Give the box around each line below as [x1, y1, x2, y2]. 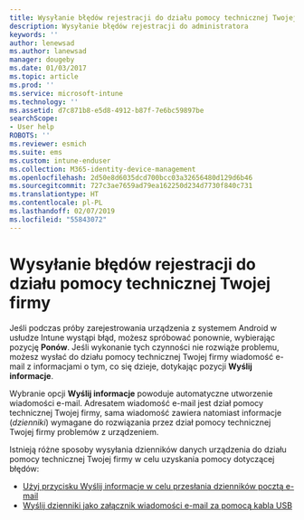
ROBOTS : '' [9, 131, 51, 140]
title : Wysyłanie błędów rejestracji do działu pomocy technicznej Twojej [9, 13, 298, 23]
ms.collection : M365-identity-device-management [9, 165, 196, 174]
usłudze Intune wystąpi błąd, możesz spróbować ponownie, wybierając [9, 332, 276, 343]
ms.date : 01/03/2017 [9, 64, 88, 73]
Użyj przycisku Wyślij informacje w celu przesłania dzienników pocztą [22, 480, 284, 491]
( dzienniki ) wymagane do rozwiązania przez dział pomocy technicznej [9, 417, 271, 428]
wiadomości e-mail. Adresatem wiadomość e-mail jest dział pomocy [9, 397, 264, 408]
